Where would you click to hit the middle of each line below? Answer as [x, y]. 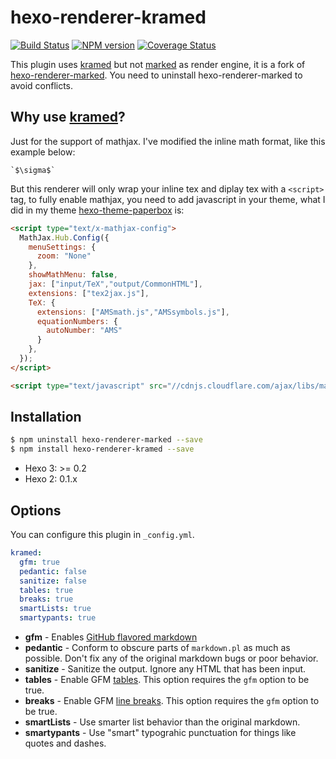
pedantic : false [53, 571]
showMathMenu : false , [73, 275]
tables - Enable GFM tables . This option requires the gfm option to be [167, 679]
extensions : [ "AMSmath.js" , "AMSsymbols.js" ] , [133, 312]
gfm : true [39, 562]
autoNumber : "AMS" [84, 331]
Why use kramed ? [68, 117]
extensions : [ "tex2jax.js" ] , [89, 293]
